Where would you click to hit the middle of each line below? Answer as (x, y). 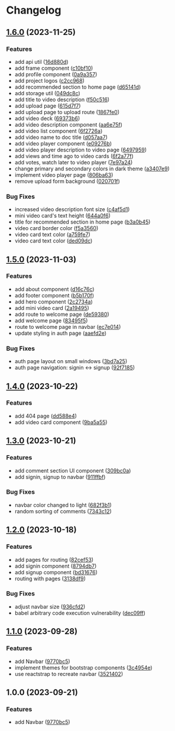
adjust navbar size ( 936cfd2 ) (50, 606)
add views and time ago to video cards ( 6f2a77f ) (74, 156)
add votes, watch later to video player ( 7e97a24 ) (74, 162)
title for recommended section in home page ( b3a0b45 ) (82, 222)
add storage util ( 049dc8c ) (48, 93)
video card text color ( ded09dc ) (54, 241)
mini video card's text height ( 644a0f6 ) (62, 216)
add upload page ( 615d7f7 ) (48, 106)
